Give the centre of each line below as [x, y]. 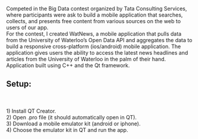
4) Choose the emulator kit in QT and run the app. [67, 129]
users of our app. [27, 27]
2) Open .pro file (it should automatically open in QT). [72, 117]
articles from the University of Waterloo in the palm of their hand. [86, 59]
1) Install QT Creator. [31, 111]
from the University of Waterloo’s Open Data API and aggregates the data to [99, 40]
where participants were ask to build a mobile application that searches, [95, 15]
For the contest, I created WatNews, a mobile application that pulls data [94, 34]
